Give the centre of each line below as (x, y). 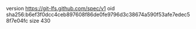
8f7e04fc (17, 21)
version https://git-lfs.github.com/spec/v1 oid (61, 8)
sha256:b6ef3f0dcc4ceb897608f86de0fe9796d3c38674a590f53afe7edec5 (98, 14)
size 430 (40, 21)
